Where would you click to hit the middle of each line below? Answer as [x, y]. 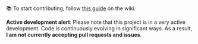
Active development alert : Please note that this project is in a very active [96, 22]
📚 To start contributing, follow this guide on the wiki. [71, 8]
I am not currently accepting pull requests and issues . [74, 35]
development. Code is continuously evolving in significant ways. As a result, [99, 28]
